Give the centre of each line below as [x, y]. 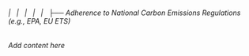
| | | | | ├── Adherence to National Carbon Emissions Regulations [124, 13]
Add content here [37, 46]
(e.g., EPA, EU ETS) [40, 21]
